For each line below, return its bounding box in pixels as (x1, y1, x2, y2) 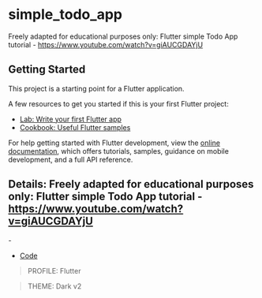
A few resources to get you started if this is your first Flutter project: (8, 99, 229, 108)
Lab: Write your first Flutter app (19, 114, 122, 124)
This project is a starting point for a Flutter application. (8, 84, 185, 93)
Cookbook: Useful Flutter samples (19, 122, 131, 132)
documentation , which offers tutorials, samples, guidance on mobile (8, 146, 229, 155)
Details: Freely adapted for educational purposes (8, 177, 254, 191)
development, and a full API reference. (8, 155, 133, 164)
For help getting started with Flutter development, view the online (8, 138, 221, 147)
